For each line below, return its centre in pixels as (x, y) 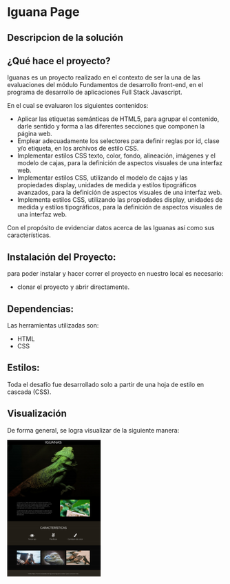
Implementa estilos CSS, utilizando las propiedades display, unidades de (120, 200)
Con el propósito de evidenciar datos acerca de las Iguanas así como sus (111, 228)
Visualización (37, 414)
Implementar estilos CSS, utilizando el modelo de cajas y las (102, 178)
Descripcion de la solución (65, 38)
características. (29, 235)
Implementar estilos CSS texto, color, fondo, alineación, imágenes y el (116, 156)
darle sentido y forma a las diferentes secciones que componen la (111, 126)
